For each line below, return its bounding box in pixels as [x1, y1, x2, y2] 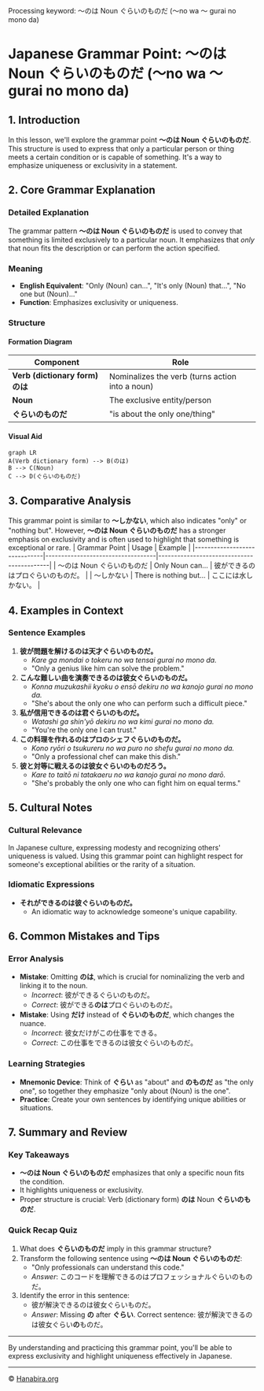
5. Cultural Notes [8, 801, 93, 815]
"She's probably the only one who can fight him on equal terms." [31, 778, 241, 787]
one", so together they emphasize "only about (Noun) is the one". [19, 1086, 231, 1095]
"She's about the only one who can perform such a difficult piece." [31, 698, 247, 708]
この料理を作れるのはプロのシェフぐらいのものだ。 [19, 735, 185, 744]
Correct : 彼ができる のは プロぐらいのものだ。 [31, 1000, 177, 1010]
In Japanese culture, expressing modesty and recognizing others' [8, 842, 222, 852]
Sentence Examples [8, 627, 86, 638]
